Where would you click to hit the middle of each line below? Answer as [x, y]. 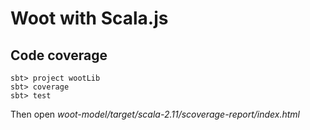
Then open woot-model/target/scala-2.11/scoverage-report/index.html [155, 114]
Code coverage [59, 55]
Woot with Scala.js [89, 18]
